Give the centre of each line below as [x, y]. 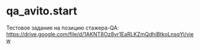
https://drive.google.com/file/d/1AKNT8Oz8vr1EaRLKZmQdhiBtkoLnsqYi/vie [100, 34]
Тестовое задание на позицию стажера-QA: [62, 28]
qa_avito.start [42, 11]
